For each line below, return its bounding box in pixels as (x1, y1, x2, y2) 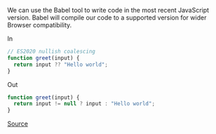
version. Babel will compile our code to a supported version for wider (7, 13, 207, 22)
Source (7, 119, 28, 128)
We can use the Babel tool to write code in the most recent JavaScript (7, 6, 209, 14)
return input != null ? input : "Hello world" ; (13, 100, 156, 107)
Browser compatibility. (7, 21, 72, 29)
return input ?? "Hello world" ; (13, 61, 109, 68)
